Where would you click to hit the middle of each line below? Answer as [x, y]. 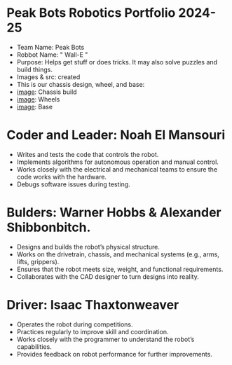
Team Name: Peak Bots [50, 47]
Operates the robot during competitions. [75, 324]
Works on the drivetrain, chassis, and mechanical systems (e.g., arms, [118, 254]
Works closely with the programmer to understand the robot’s [105, 339]
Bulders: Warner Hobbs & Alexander [114, 213]
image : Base [35, 106]
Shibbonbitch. [49, 227]
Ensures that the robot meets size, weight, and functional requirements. [120, 269]
